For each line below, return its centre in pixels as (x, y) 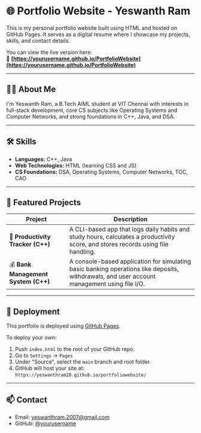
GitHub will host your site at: (50, 368)
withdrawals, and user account (112, 276)
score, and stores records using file (119, 245)
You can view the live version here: (49, 52)
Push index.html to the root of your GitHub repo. (75, 349)
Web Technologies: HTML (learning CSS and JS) (76, 165)
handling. (82, 252)
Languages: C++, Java (43, 159)
